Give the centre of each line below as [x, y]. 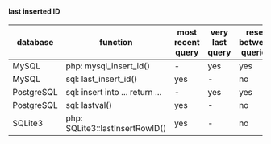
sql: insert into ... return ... [114, 93]
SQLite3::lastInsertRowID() [116, 129]
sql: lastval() [89, 105]
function [116, 43]
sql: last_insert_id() [102, 79]
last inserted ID [34, 11]
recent [187, 43]
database [35, 43]
